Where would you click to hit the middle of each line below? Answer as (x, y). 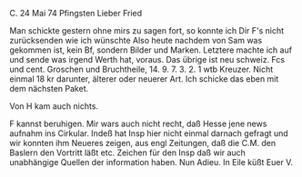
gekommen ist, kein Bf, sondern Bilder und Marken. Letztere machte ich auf (151, 50)
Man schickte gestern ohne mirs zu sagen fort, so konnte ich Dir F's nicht (147, 30)
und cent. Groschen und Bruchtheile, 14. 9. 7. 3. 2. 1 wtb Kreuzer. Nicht (141, 69)
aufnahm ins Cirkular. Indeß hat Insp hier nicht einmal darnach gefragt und (149, 133)
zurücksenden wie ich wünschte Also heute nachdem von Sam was (136, 40)
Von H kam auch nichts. (54, 106)
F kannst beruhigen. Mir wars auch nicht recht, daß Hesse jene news (138, 123)
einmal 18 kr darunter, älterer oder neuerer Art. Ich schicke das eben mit (144, 79)
